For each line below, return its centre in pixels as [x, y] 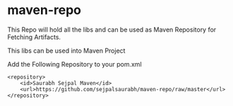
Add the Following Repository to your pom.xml [75, 64]
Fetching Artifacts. [34, 37]
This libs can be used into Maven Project [66, 51]
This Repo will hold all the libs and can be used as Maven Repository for [112, 29]
